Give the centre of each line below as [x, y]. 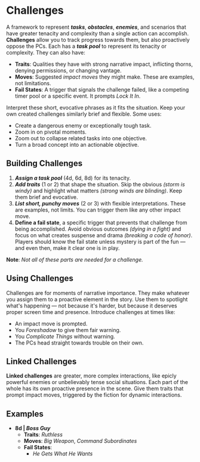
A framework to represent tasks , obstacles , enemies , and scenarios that [96, 27]
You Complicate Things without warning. [65, 336]
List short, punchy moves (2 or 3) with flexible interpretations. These [100, 203]
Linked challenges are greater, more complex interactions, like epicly [92, 376]
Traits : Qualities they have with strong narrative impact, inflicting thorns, [104, 64]
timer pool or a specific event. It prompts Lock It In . [78, 96]
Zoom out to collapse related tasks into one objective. [81, 138]
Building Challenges [44, 163]
